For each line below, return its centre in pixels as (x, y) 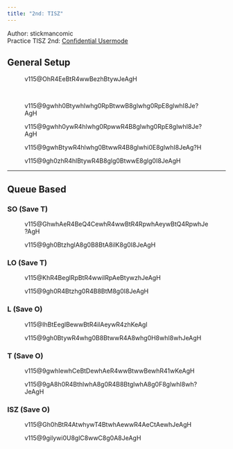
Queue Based (37, 189)
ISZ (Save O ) (29, 410)
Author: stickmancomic (40, 33)
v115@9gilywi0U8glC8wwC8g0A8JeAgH (83, 438)
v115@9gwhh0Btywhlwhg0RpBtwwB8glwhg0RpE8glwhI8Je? (112, 106)
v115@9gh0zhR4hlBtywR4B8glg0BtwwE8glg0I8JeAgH (103, 161)
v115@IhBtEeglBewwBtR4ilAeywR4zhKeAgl (86, 324)
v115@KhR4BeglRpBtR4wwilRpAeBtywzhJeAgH (93, 278)
